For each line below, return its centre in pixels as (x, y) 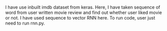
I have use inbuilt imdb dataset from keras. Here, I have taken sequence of (83, 7)
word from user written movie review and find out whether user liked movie (83, 12)
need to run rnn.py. (25, 23)
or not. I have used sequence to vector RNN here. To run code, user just (80, 18)
